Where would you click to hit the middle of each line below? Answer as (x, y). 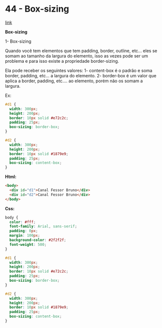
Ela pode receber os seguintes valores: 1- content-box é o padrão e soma (79, 70)
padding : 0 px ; (24, 231)
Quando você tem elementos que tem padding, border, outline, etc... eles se (81, 51)
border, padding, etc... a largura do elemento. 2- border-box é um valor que (81, 75)
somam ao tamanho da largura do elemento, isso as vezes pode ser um (77, 56)
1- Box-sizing (18, 41)
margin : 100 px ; (25, 236)
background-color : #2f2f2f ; (38, 240)
